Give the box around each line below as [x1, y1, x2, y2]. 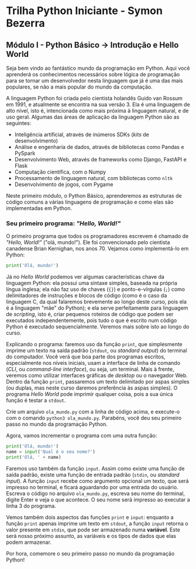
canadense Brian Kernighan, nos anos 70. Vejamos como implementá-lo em [6, 245, 189, 252]
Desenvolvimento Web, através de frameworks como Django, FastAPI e [14, 156, 187, 162]
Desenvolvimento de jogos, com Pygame [14, 181, 114, 188]
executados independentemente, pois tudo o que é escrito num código [6, 317, 177, 324]
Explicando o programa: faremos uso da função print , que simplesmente [6, 341, 183, 348]
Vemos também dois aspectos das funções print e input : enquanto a [6, 513, 174, 520]
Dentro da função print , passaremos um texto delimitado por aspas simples [6, 378, 190, 385]
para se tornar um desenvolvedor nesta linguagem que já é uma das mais [6, 77, 183, 84]
